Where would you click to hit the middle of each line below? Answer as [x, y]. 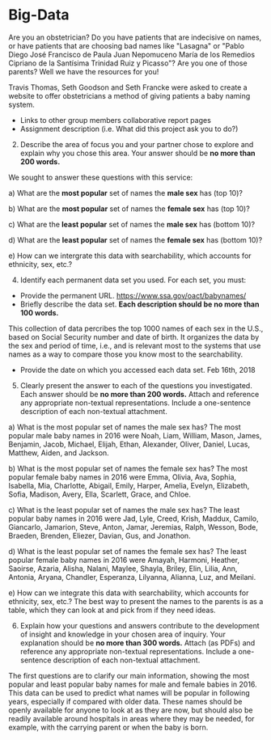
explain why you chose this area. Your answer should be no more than [138, 153]
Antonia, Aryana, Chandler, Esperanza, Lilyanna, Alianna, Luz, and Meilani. [132, 577]
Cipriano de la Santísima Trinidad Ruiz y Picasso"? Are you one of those [128, 63]
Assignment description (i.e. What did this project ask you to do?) [129, 129]
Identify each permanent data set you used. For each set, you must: [133, 280]
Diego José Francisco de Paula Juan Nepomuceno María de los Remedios [132, 54]
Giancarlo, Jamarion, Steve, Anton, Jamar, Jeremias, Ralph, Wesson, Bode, [133, 526]
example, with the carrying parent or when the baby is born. [108, 727]
